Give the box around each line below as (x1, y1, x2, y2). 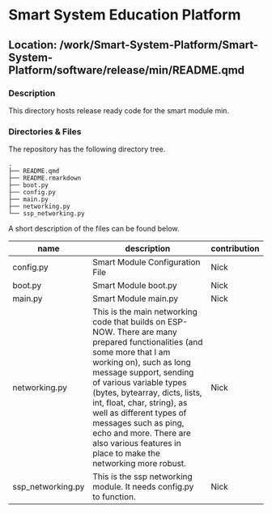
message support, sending (92, 367, 194, 378)
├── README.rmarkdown (8, 174, 82, 183)
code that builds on (92, 316, 166, 328)
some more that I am (92, 346, 171, 358)
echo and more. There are (92, 427, 192, 439)
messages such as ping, (92, 418, 185, 429)
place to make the (92, 447, 160, 459)
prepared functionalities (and (92, 337, 203, 348)
